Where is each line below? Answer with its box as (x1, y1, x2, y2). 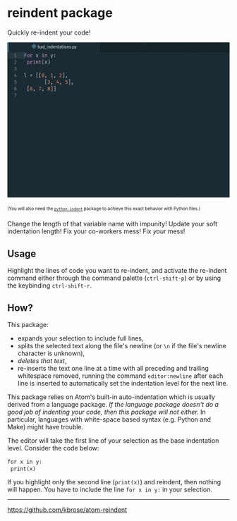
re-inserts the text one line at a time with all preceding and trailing (17, 364, 209, 372)
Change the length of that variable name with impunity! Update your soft (7, 220, 218, 228)
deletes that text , (17, 356, 67, 364)
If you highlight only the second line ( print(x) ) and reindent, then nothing (7, 477, 221, 486)
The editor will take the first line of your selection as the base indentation (7, 436, 219, 445)
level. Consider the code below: (7, 443, 99, 452)
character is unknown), (17, 349, 85, 357)
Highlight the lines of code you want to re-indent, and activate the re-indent (7, 266, 227, 275)
